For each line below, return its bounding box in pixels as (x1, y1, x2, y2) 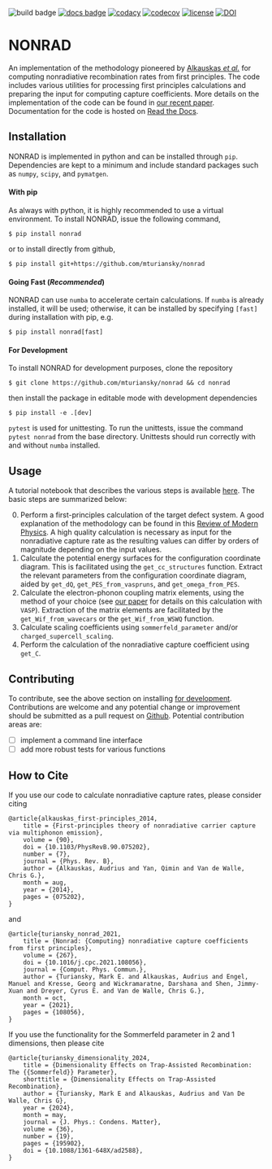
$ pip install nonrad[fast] (8, 328, 104, 337)
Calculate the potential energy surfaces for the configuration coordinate (19, 553, 261, 563)
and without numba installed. (8, 440, 101, 451)
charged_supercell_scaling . (19, 631, 114, 641)
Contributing (8, 672, 75, 686)
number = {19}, (23, 1132, 75, 1141)
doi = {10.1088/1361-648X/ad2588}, (23, 1146, 144, 1154)
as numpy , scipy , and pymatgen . (8, 168, 109, 178)
